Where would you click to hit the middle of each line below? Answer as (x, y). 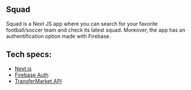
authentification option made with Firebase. (59, 36)
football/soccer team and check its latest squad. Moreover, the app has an (96, 30)
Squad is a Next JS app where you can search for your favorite (82, 23)
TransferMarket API (38, 81)
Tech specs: (29, 55)
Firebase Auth (31, 75)
